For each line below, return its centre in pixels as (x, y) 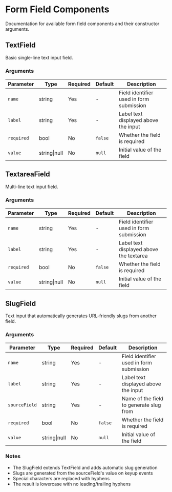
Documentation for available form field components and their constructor (82, 24)
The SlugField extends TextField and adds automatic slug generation (85, 467)
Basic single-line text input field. (39, 57)
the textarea (133, 256)
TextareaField (28, 175)
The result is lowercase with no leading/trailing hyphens (72, 484)
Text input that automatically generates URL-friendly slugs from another (81, 316)
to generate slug (141, 405)
